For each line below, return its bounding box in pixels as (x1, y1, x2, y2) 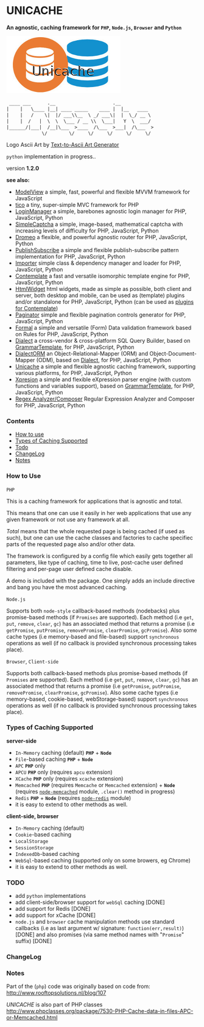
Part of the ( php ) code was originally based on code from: (6, 983, 150, 990)
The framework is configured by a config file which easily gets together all (6, 552, 193, 559)
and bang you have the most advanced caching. (6, 583, 128, 591)
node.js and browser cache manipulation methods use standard (15, 918, 175, 925)
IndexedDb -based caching (15, 850, 80, 857)
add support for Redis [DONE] (15, 905, 91, 913)
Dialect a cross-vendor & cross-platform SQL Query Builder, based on (15, 337, 191, 344)
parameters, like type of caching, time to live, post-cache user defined (6, 558, 183, 566)
